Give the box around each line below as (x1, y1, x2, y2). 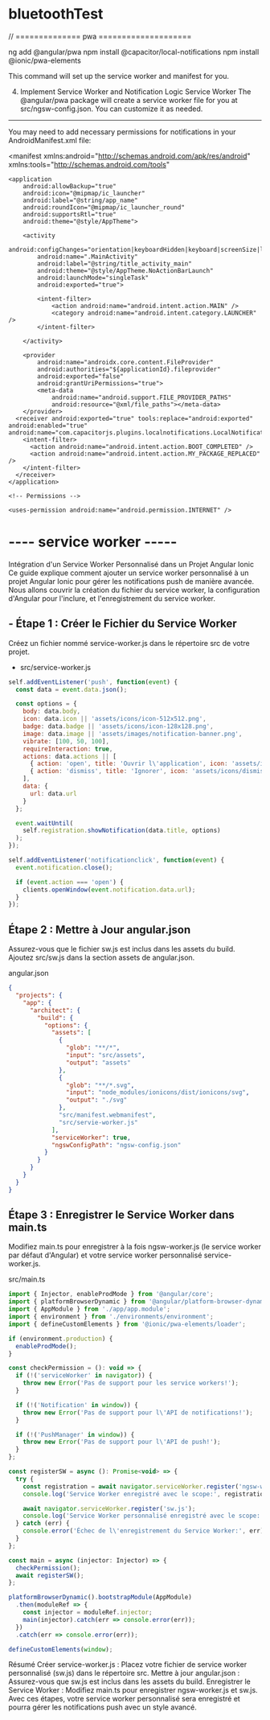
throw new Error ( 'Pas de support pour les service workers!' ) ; (22, 1379, 239, 1388)
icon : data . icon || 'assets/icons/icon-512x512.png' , (22, 715, 207, 723)
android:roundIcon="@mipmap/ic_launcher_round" (22, 203, 185, 212)
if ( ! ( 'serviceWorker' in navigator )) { (15, 1372, 153, 1380)
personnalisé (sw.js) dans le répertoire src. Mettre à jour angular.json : (8, 1669, 240, 1678)
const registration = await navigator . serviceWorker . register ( (22, 1482, 239, 1491)
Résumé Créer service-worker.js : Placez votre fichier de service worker (8, 1660, 247, 1669)
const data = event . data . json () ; (15, 685, 128, 693)
